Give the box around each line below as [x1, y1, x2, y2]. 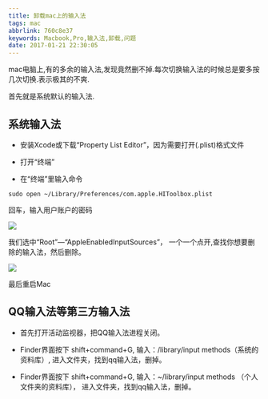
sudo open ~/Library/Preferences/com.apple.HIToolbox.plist [8, 190, 214, 198]
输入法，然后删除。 [22, 247, 86, 256]
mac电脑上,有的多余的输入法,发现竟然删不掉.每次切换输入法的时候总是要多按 [8, 65, 260, 75]
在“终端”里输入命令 [19, 174, 83, 183]
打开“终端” [19, 157, 55, 167]
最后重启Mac [8, 279, 51, 288]
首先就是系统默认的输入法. [8, 91, 95, 101]
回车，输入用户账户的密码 [8, 205, 93, 215]
